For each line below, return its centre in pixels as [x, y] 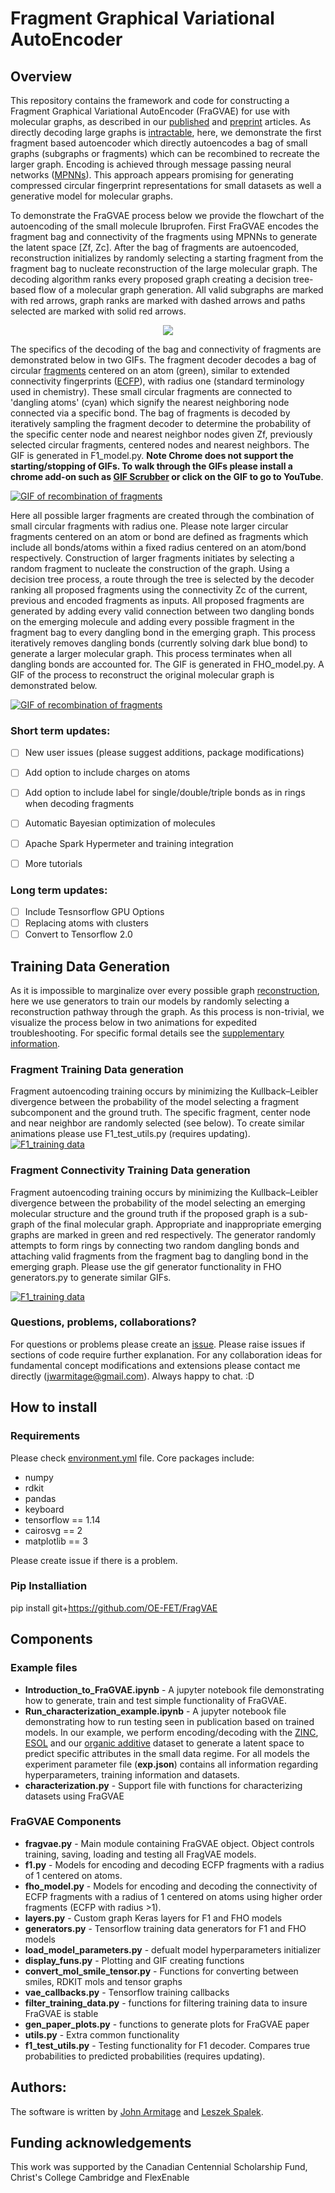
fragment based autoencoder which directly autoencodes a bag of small [159, 143]
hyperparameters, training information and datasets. [132, 1774]
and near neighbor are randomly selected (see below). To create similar [157, 1123]
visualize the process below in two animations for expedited [133, 1022]
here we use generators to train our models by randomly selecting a [150, 1001]
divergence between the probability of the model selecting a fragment [155, 1102]
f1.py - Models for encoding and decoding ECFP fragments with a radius [174, 1864]
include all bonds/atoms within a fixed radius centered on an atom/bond [158, 547]
